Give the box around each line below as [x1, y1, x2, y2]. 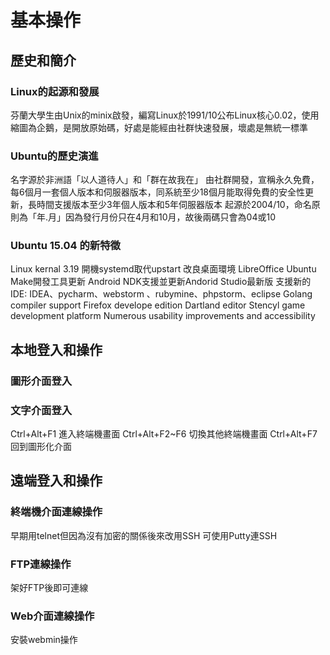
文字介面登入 [10, 403, 73, 417]
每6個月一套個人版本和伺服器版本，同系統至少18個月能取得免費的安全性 [10, 186, 306, 198]
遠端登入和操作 [10, 472, 103, 490]
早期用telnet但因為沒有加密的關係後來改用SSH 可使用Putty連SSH [10, 529, 278, 541]
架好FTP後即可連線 [10, 582, 89, 594]
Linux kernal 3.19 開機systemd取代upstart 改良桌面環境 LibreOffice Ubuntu [10, 263, 317, 275]
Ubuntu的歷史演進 [10, 149, 99, 163]
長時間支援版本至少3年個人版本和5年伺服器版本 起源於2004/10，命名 [27, 199, 312, 211]
